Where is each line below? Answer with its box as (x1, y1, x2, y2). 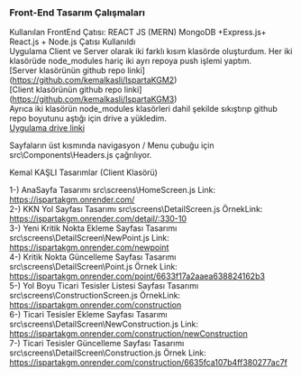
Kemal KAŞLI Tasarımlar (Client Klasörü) (9, 167, 158, 178)
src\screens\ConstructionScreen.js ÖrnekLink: (9, 290, 181, 301)
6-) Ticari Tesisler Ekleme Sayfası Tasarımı (9, 309, 169, 320)
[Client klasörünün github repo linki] (9, 84, 142, 96)
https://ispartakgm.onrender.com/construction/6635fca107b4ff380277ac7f (9, 357, 288, 368)
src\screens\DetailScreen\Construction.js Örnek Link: (9, 347, 206, 358)
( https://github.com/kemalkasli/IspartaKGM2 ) (9, 75, 178, 86)
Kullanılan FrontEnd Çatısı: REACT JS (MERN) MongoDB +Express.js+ (9, 27, 268, 38)
